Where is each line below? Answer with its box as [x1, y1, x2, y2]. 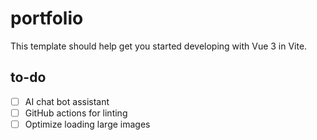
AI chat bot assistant [24, 95, 110, 107]
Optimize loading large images [24, 118, 151, 130]
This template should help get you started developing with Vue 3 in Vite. [10, 40, 308, 52]
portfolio [10, 7, 84, 30]
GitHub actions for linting [24, 107, 128, 119]
